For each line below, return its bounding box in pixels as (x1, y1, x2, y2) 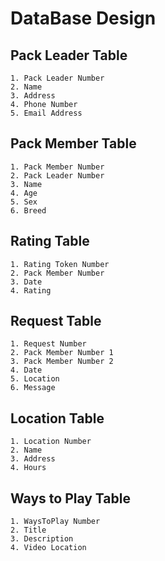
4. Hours (10, 463, 47, 473)
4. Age (10, 188, 38, 198)
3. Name (10, 179, 43, 189)
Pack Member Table (10, 135, 137, 152)
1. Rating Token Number (10, 259, 110, 269)
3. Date (10, 277, 43, 287)
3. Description (10, 534, 74, 544)
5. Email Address (10, 108, 83, 118)
